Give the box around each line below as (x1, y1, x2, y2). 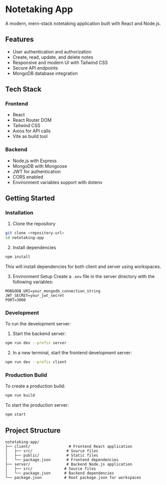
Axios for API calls (12, 128, 51, 134)
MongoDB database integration (12, 70, 78, 76)
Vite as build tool (12, 133, 48, 139)
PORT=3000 (5, 297, 26, 303)
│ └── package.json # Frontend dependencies (5, 457, 119, 462)
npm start (5, 412, 26, 417)
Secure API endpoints (12, 65, 58, 71)
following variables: (12, 279, 54, 285)
